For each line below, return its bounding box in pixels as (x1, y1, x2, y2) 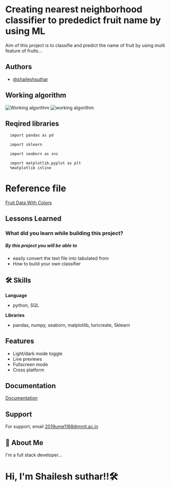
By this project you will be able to (5, 242, 77, 249)
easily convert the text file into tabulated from (12, 255, 109, 261)
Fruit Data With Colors (5, 200, 52, 206)
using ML (5, 26, 46, 37)
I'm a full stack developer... (5, 452, 62, 458)
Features (5, 337, 34, 346)
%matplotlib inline (10, 165, 52, 170)
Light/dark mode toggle (12, 350, 63, 357)
